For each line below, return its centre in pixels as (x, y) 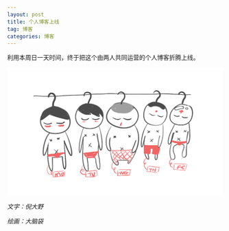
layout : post (26, 14)
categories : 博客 (31, 36)
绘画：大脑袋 (25, 221)
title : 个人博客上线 (33, 22)
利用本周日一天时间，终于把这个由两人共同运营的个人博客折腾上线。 (103, 58)
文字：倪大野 (25, 207)
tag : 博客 (20, 29)
